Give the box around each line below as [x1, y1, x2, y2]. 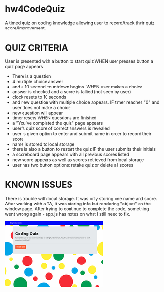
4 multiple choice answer [12, 78, 64, 84]
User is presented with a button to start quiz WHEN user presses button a [5, 58, 153, 64]
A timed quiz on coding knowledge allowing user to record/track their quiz [5, 20, 155, 26]
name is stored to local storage [12, 141, 75, 147]
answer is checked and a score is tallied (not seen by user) [12, 88, 131, 94]
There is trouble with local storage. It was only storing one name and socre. [5, 195, 158, 201]
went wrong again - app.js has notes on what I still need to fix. [5, 211, 131, 217]
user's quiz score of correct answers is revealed [12, 125, 110, 131]
